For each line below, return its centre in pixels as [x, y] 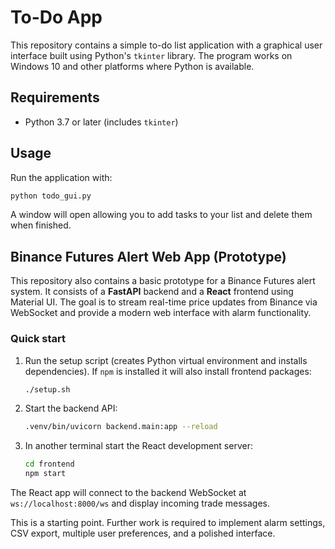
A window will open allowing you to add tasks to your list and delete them [161, 215]
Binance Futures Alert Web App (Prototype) [148, 256]
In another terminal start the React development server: [138, 446]
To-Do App [56, 17]
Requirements [55, 97]
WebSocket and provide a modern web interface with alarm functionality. [161, 313]
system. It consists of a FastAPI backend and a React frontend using [152, 292]
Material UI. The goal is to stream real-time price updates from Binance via [164, 302]
